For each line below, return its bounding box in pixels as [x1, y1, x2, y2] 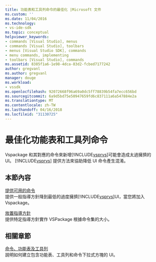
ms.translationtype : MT [5, 98, 54, 103]
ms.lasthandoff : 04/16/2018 [5, 107, 63, 113]
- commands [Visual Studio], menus [5, 39, 78, 44]
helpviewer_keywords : [5, 35, 49, 40]
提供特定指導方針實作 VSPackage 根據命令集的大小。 [5, 216, 112, 222]
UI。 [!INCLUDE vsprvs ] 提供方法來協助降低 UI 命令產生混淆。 [5, 158, 129, 164]
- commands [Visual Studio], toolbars [5, 44, 84, 48]
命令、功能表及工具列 [5, 246, 48, 252]
